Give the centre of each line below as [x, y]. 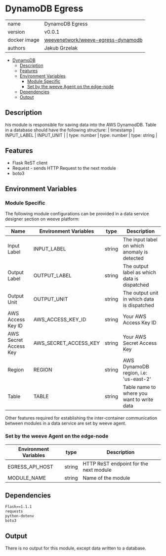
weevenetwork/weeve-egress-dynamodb [93, 40]
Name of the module [106, 478]
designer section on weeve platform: [42, 219]
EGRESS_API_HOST [30, 467]
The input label [140, 240]
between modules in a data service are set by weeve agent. [66, 423]
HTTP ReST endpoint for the [115, 463]
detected [133, 258]
